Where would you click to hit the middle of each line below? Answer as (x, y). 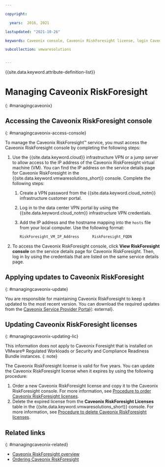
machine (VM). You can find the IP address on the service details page (84, 167)
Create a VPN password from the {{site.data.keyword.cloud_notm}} (88, 193)
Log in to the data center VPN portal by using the (69, 208)
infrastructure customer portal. (51, 198)
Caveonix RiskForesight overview (46, 454)
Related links (25, 433)
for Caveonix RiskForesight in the (46, 173)
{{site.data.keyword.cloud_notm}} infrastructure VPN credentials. (85, 213)
